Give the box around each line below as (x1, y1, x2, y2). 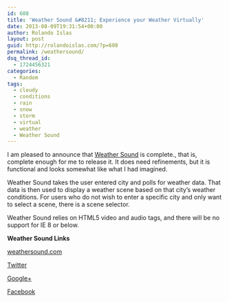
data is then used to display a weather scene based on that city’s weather (7, 186, 216, 194)
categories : (7, 67, 41, 74)
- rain (13, 100, 32, 107)
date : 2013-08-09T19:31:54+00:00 (7, 23, 103, 30)
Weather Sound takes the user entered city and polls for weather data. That (7, 178, 221, 186)
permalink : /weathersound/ (7, 49, 85, 56)
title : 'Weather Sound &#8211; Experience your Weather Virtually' (7, 17, 205, 23)
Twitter (7, 261, 28, 269)
